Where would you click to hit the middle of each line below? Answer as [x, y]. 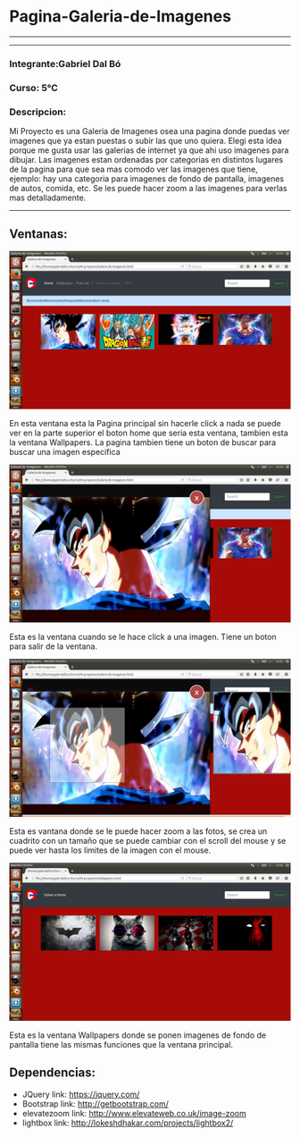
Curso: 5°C [33, 88]
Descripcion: [38, 112]
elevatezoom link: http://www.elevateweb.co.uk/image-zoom [134, 1113]
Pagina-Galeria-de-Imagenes [121, 17]
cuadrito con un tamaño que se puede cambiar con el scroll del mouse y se [148, 840]
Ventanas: [39, 234]
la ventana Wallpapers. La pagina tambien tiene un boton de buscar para [143, 442]
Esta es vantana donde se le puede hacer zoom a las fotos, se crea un [138, 831]
